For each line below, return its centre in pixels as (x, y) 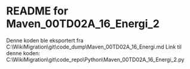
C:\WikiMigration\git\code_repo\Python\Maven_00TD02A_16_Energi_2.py (95, 59)
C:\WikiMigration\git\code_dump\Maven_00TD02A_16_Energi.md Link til (94, 47)
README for (37, 11)
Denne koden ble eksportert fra (45, 40)
